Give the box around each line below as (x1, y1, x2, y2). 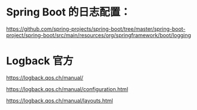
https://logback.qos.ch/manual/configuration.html (6, 85, 129, 92)
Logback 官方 (6, 54, 74, 68)
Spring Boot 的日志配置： (6, 5, 131, 19)
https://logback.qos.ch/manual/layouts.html (6, 97, 113, 104)
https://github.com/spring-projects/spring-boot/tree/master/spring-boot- (6, 25, 186, 33)
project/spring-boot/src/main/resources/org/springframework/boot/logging (6, 31, 192, 38)
